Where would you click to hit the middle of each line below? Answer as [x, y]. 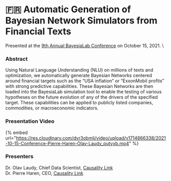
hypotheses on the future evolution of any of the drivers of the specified [82, 97]
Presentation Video [30, 121]
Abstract [17, 59]
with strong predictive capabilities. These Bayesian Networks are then [79, 86]
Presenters [20, 156]
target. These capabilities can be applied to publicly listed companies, [79, 103]
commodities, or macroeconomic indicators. [52, 108]
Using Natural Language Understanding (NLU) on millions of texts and [79, 70]
